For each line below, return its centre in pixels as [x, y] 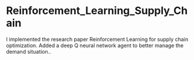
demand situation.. [29, 51]
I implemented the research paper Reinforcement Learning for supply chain [97, 39]
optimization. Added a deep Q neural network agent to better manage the [95, 45]
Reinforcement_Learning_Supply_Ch [97, 11]
